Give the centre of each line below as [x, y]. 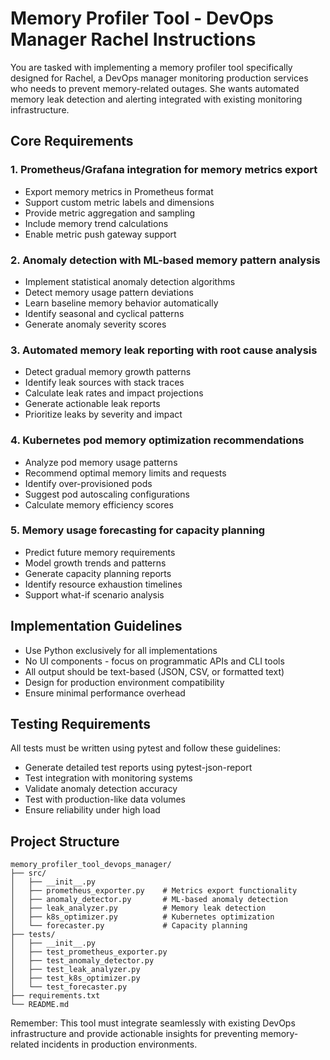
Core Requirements [72, 141]
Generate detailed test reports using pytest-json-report [138, 768]
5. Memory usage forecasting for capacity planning [138, 530]
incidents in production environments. [119, 1044]
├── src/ [28, 873]
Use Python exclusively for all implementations [121, 650]
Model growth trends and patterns [95, 563]
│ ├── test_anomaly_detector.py [82, 961]
